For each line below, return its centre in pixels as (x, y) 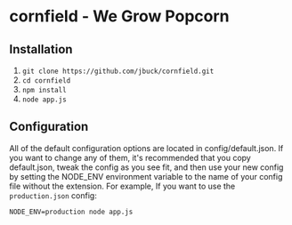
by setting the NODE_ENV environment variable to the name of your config (146, 176)
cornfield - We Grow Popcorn (119, 16)
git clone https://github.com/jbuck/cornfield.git (118, 71)
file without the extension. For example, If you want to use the (122, 186)
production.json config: (53, 195)
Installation (41, 49)
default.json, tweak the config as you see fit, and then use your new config (146, 167)
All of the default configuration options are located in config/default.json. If (146, 148)
